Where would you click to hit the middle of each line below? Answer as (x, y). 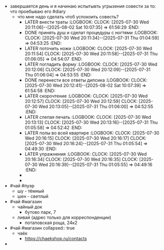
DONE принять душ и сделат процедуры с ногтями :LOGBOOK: (91, 33)
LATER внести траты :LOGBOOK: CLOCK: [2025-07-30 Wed (87, 22)
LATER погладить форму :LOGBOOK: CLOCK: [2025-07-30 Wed (91, 64)
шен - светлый (33, 196)
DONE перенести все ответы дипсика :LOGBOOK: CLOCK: (86, 80)
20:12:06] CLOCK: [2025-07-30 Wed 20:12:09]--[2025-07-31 (87, 70)
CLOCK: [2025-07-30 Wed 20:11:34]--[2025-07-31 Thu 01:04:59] (92, 38)
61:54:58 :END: (40, 91)
